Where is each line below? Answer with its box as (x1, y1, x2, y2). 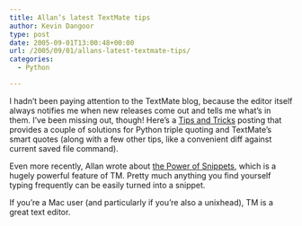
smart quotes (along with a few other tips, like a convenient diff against (9, 134, 272, 144)
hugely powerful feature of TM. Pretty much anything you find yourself (9, 169, 271, 180)
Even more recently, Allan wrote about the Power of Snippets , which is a (9, 161, 277, 171)
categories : (9, 55, 54, 64)
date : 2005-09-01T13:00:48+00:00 (9, 38, 135, 48)
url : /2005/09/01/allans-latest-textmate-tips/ (9, 47, 191, 56)
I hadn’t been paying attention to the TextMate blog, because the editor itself (9, 95, 293, 106)
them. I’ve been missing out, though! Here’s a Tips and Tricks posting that (9, 114, 282, 126)
